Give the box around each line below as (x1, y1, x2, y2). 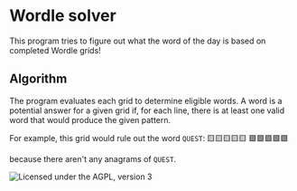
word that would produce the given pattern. (9, 114, 172, 125)
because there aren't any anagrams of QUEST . (9, 153, 177, 164)
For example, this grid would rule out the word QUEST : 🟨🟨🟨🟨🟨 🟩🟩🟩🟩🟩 (9, 132, 289, 143)
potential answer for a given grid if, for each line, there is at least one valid (9, 105, 285, 116)
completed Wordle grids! (9, 44, 101, 55)
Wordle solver (9, 5, 117, 26)
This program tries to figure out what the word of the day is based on (9, 35, 266, 46)
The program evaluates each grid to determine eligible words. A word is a (9, 95, 283, 106)
